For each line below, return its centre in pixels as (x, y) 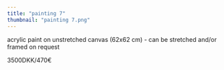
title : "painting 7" (37, 13)
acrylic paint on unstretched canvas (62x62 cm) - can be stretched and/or (112, 39)
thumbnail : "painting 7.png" (49, 20)
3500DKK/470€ (29, 60)
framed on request (34, 47)
